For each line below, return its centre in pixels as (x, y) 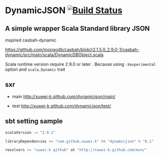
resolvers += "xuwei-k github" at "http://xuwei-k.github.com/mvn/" (76, 150)
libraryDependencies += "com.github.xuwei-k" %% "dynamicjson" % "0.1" (79, 141)
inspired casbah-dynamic (31, 40)
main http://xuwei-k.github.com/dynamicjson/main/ (64, 96)
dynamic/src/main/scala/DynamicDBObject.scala (54, 55)
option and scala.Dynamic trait (35, 69)
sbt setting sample (34, 121)
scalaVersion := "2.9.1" (30, 132)
